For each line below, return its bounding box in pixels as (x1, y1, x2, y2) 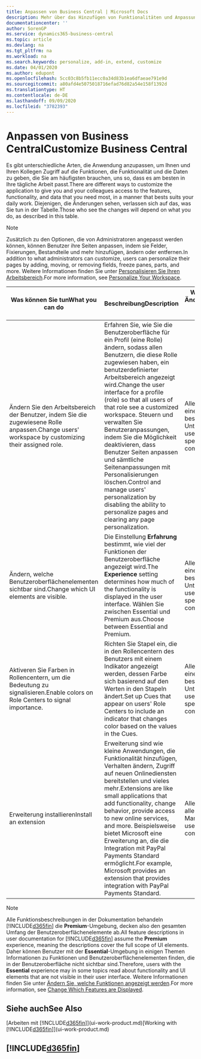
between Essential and (103, 622, 168, 631)
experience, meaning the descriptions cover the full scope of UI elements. (6, 942, 189, 949)
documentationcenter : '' (6, 20, 68, 26)
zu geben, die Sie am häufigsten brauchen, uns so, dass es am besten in (6, 174, 185, 181)
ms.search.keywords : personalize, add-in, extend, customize (6, 59, 162, 65)
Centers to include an (103, 707, 165, 716)
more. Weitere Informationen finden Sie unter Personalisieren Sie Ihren (6, 268, 181, 275)
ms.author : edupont (6, 70, 55, 76)
